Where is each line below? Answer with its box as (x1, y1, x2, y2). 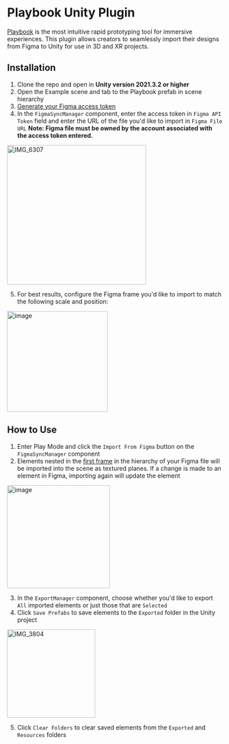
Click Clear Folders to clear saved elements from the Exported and (16, 723, 206, 732)
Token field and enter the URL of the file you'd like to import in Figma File (16, 117, 223, 125)
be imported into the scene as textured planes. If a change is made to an (16, 464, 221, 472)
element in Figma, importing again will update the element (16, 472, 180, 480)
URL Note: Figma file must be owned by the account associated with (16, 124, 213, 132)
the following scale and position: (16, 297, 109, 305)
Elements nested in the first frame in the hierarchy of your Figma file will (16, 456, 220, 465)
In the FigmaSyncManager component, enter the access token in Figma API (16, 109, 221, 117)
